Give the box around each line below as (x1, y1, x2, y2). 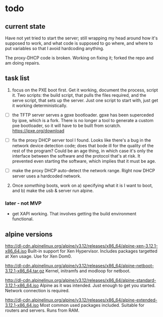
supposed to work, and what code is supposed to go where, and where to (5, 40, 153, 46)
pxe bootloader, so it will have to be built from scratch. (12, 123, 122, 128)
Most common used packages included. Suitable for (39, 302, 145, 308)
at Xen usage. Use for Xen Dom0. (5, 253, 72, 259)
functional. (12, 216, 34, 222)
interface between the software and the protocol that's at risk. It (12, 153, 141, 158)
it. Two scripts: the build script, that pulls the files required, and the (12, 92, 146, 98)
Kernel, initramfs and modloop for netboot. (45, 268, 131, 274)
